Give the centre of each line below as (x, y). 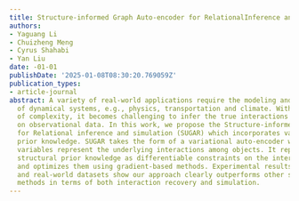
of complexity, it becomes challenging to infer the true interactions (153, 117)
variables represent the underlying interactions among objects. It (147, 149)
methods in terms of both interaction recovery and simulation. (139, 183)
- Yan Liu (28, 59)
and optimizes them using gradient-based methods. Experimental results (155, 166)
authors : (25, 26)
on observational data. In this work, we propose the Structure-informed (157, 125)
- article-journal (43, 92)
